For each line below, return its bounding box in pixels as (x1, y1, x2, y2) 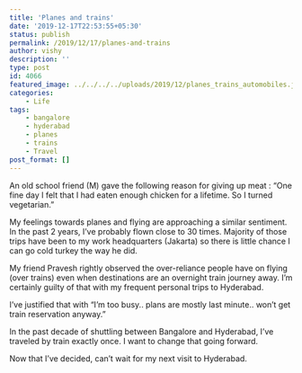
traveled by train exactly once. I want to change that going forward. (9, 335, 259, 346)
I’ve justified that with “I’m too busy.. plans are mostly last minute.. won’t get (9, 298, 291, 310)
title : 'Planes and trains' (9, 13, 115, 22)
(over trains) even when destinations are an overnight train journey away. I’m (9, 271, 293, 283)
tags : (9, 105, 30, 114)
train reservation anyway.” (9, 308, 106, 319)
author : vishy (9, 47, 63, 56)
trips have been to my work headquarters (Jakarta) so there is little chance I (9, 235, 290, 246)
